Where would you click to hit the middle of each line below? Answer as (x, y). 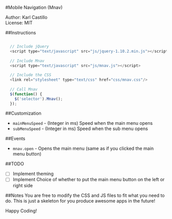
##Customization (24, 113)
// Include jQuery (30, 47)
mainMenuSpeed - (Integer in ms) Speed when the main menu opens (83, 123)
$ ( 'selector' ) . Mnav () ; (39, 99)
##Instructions (21, 32)
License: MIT (19, 23)
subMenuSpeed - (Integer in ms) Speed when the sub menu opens (80, 129)
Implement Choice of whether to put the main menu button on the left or (89, 180)
